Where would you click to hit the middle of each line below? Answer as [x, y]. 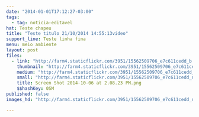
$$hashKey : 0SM [36, 89]
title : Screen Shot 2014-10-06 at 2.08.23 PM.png [79, 83]
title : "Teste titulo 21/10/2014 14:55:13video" [67, 34]
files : [14, 56]
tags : [13, 17]
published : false [28, 94]
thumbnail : [30, 66]
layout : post [22, 50]
